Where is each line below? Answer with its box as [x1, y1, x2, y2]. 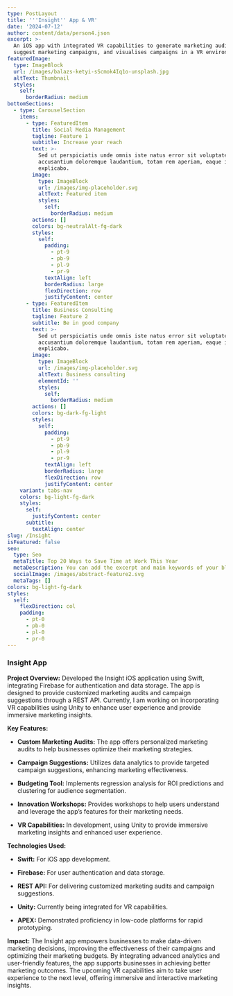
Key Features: [7, 724, 49, 732]
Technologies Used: [7, 841, 67, 850]
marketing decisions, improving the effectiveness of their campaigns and [7, 944, 216, 952]
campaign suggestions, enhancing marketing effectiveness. [17, 765, 189, 774]
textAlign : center [32, 525, 85, 532]
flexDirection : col [19, 603, 76, 610]
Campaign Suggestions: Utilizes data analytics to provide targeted [17, 758, 209, 767]
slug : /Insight [7, 532, 51, 539]
